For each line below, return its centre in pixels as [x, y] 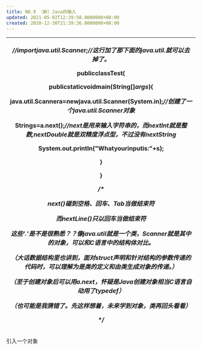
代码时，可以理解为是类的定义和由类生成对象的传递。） [101, 267]
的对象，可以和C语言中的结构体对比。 [101, 243]
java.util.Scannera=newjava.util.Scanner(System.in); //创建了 [98, 102]
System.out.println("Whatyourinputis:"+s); [101, 149]
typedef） [110, 291]
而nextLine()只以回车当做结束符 [101, 219]
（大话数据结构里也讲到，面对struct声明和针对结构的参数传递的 [101, 258]
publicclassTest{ [101, 73]
